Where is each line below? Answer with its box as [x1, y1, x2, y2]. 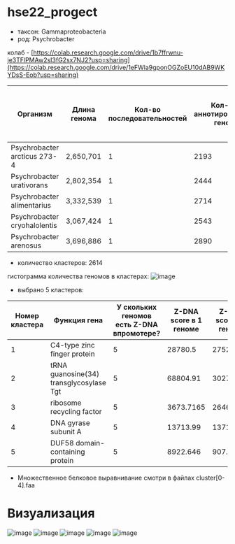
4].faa [17, 480, 35, 489]
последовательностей [108, 113, 187, 123]
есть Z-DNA [115, 320, 159, 329]
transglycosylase [50, 378, 106, 387]
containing [50, 447, 85, 457]
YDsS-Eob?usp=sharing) [7, 71, 79, 79]
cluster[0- [195, 473, 225, 482]
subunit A [50, 427, 82, 436]
